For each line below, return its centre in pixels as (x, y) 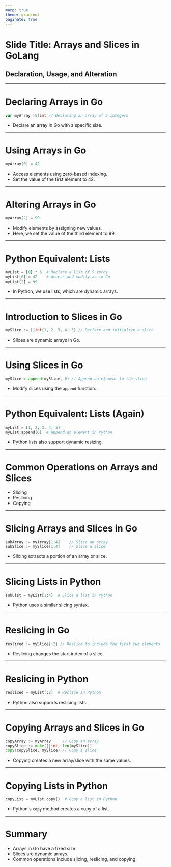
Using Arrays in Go (46, 150)
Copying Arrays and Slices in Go (75, 727)
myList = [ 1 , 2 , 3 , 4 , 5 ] (33, 427)
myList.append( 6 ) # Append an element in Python (59, 432)
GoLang (22, 55)
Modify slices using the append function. (54, 388)
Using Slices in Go (44, 365)
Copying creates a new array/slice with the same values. (72, 760)
